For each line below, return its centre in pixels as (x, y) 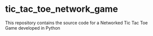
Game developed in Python (33, 28)
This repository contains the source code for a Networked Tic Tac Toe (76, 23)
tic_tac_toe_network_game (62, 9)
